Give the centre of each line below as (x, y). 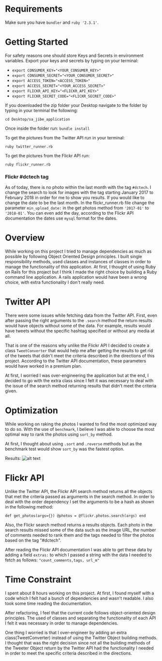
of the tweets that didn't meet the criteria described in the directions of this (80, 356)
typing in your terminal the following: (42, 110)
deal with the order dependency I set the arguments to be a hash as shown (80, 502)
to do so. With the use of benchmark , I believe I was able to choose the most (80, 429)
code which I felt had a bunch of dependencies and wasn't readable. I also (79, 598)
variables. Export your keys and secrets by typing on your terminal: (72, 60)
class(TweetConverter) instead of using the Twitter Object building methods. (81, 638)
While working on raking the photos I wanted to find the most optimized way (81, 424)
